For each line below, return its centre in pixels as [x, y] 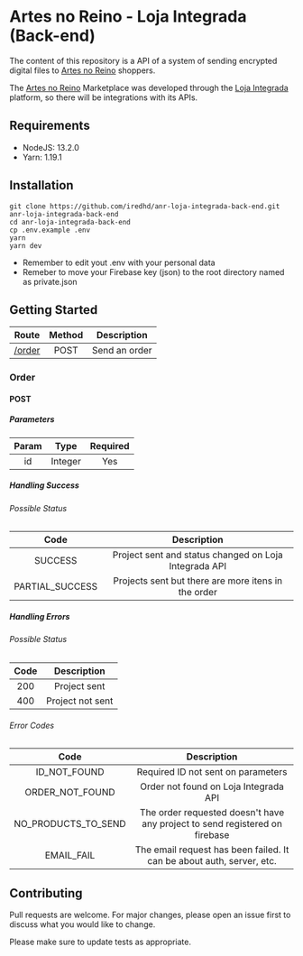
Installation [41, 185]
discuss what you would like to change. [83, 924]
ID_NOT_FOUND [70, 772]
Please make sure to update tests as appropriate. [101, 942]
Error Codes [32, 725]
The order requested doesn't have [212, 813]
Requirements [50, 126]
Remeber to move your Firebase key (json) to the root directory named [153, 271]
